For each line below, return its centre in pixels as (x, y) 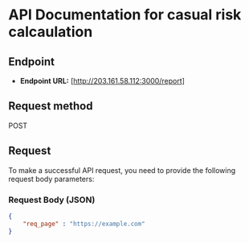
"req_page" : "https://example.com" (84, 224)
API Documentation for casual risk (125, 15)
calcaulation (51, 32)
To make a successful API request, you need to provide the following (122, 170)
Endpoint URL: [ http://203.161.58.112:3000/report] (102, 81)
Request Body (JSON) (52, 200)
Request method (51, 106)
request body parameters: (51, 179)
